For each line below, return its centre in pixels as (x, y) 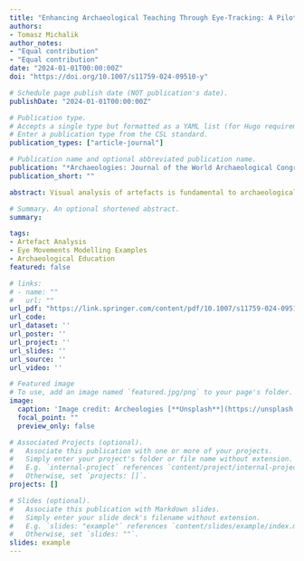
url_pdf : (26, 309)
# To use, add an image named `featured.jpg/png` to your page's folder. (152, 393)
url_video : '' (36, 367)
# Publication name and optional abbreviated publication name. (133, 159)
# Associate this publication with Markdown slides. (115, 509)
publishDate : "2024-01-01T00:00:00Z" (81, 101)
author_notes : (36, 43)
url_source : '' (38, 359)
